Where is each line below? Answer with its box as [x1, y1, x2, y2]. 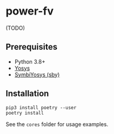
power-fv [5, 4, 54, 18]
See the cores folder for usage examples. [5, 120, 109, 128]
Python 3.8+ [14, 58, 46, 65]
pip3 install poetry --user [5, 104, 77, 110]
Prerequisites [5, 42, 58, 52]
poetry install [5, 110, 44, 116]
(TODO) [5, 24, 25, 32]
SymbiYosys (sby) [14, 71, 60, 78]
